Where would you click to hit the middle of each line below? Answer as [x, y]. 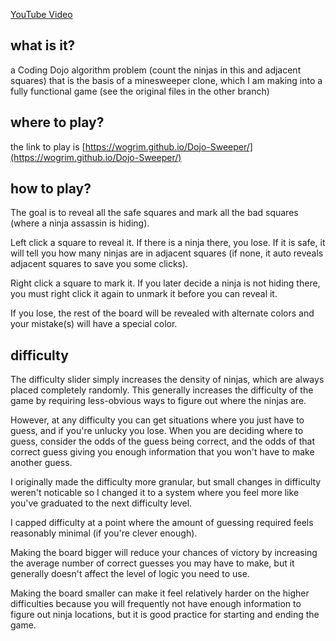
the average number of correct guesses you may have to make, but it [152, 563]
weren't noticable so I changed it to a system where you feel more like [155, 493]
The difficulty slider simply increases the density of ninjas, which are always [167, 380]
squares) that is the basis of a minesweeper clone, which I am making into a [166, 80]
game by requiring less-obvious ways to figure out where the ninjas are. [158, 401]
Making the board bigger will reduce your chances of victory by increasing [164, 553]
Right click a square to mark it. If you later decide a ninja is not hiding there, [165, 283]
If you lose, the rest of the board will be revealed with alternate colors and [162, 313]
